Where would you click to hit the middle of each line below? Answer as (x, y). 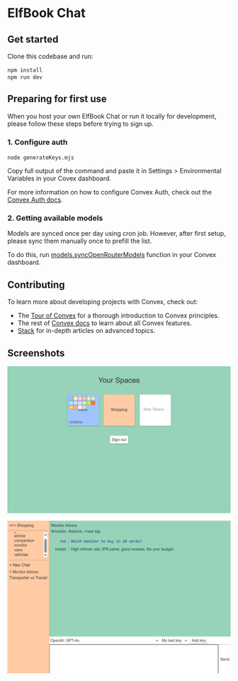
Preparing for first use (57, 99)
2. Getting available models (55, 218)
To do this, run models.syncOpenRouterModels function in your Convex (112, 255)
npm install (25, 70)
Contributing (36, 284)
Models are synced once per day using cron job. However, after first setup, (117, 234)
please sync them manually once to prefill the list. (80, 241)
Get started (33, 39)
